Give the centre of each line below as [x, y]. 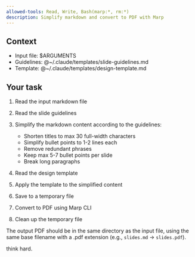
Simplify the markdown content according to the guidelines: [88, 125]
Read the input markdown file [51, 101]
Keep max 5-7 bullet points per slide [68, 155]
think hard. [19, 249]
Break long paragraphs [52, 162]
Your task [24, 87]
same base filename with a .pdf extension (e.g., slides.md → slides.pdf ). [96, 237]
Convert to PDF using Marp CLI [53, 208]
